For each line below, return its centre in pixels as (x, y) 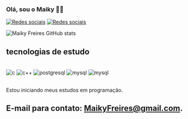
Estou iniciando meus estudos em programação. (65, 90)
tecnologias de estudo (48, 52)
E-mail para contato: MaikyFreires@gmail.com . (95, 108)
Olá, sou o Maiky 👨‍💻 (35, 9)
